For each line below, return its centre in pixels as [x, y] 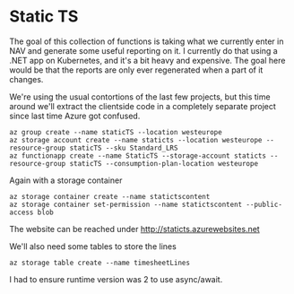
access [22, 212]
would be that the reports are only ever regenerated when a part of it [136, 70]
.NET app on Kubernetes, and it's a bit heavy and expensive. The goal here [147, 60]
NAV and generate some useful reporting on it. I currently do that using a [143, 50]
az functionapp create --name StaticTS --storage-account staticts [138, 156]
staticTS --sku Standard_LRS [124, 148]
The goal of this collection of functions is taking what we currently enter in [147, 41]
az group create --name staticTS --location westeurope [116, 132]
